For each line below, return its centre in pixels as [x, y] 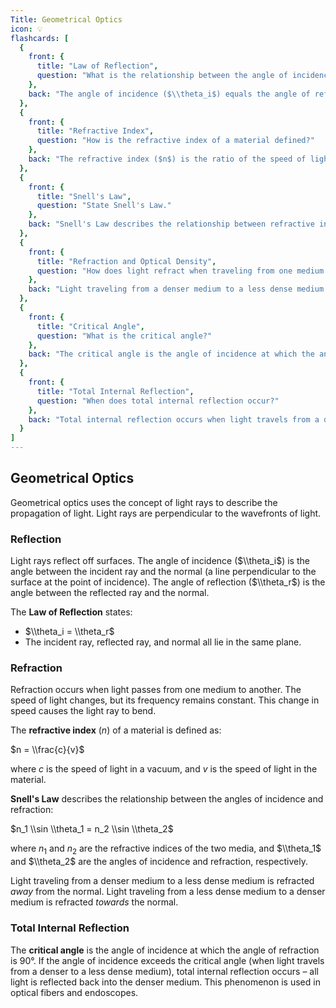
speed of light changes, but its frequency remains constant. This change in [165, 700]
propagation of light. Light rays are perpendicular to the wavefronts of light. [166, 513]
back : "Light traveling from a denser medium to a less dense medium [176, 289]
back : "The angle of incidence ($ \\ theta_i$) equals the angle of [169, 94]
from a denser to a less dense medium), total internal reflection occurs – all [164, 971]
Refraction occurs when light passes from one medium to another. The [156, 690]
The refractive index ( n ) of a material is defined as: [116, 730]
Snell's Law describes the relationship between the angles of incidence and [167, 799]
